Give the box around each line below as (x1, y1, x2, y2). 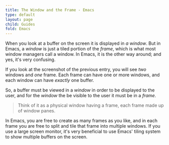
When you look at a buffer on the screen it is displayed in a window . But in (5, 40, 161, 46)
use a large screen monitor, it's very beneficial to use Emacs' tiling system (5, 128, 161, 135)
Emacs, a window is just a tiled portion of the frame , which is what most (5, 46, 156, 52)
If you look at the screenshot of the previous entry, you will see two (5, 67, 147, 73)
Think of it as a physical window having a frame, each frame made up (17, 102, 164, 108)
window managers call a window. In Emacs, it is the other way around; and (5, 51, 161, 57)
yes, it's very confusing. (5, 56, 56, 63)
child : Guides (5, 21, 36, 27)
